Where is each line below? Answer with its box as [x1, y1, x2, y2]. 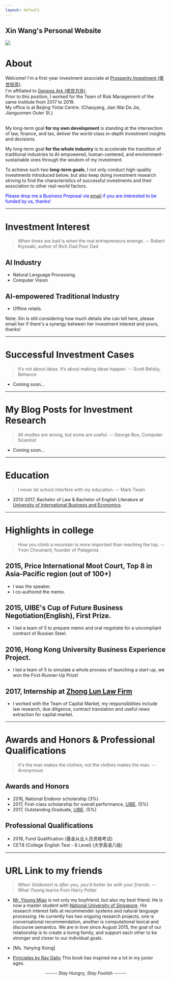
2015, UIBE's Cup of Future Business [5, 603, 123, 612]
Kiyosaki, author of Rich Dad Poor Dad [17, 243, 98, 249]
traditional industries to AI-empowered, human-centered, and [5, 151, 134, 157]
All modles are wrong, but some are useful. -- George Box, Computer [17, 431, 163, 437]
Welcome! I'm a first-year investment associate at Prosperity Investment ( [5, 75, 159, 81]
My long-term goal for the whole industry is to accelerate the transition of [5, 146, 161, 152]
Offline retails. [12, 305, 42, 312]
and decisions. [5, 136, 36, 142]
